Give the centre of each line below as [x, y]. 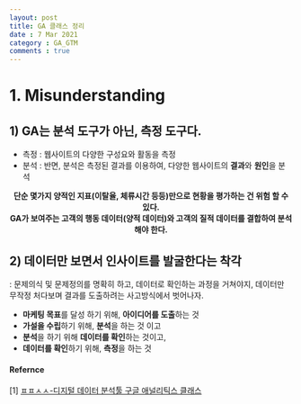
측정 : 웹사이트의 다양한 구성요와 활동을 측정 [99, 155]
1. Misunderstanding [88, 96]
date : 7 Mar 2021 [44, 34]
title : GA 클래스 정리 [47, 26]
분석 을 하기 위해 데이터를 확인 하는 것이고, [94, 337]
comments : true [40, 51]
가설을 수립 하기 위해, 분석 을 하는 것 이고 [92, 326]
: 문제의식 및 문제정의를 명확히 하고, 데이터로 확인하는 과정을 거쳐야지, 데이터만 [147, 283]
